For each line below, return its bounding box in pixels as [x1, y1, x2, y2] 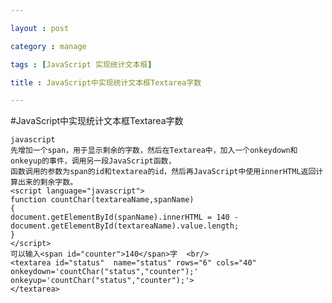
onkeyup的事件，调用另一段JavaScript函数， [10, 156, 177, 166]
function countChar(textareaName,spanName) [10, 195, 195, 205]
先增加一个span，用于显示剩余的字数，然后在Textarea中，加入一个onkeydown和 [10, 146, 298, 156]
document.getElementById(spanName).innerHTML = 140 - [10, 212, 240, 223]
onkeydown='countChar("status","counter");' [10, 267, 199, 277]
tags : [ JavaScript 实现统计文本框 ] [10, 59, 153, 70]
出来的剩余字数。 [17, 177, 78, 188]
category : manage [10, 41, 87, 51]
